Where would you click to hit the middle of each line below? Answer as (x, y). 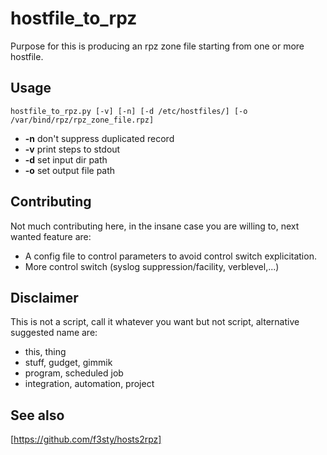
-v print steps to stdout (72, 149)
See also (37, 415)
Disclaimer (44, 297)
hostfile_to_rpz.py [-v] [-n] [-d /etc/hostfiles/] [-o (129, 111)
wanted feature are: (51, 236)
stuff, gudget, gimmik (68, 363)
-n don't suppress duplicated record (99, 138)
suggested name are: (54, 333)
